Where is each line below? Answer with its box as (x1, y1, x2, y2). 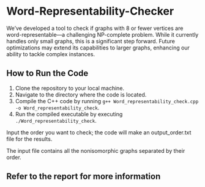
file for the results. (6, 135, 53, 142)
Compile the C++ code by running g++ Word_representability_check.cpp (15, 97, 199, 105)
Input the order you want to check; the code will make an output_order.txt (6, 128, 192, 136)
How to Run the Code (6, 68, 89, 79)
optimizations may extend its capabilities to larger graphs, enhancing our (6, 44, 190, 51)
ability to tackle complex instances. (6, 50, 95, 57)
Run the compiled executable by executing (15, 110, 123, 117)
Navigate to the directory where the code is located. (15, 90, 147, 98)
